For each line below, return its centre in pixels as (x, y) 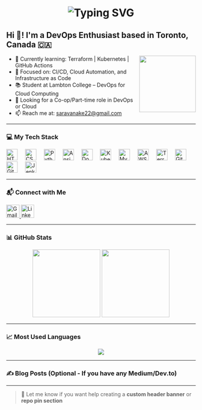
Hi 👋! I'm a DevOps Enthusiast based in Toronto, (97, 35)
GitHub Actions (34, 65)
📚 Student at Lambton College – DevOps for (70, 85)
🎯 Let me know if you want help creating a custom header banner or (106, 394)
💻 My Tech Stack (32, 137)
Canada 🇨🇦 (29, 44)
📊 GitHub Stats (29, 237)
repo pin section (42, 401)
